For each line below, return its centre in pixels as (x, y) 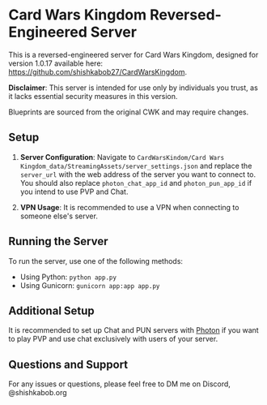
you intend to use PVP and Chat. (74, 192)
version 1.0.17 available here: (56, 63)
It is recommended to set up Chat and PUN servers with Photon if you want (133, 330)
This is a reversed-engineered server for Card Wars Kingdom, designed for (133, 54)
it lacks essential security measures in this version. (93, 96)
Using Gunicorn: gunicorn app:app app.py (90, 285)
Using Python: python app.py (68, 277)
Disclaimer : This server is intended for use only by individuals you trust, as (133, 88)
